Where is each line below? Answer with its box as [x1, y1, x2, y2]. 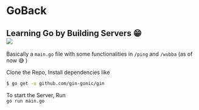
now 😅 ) [6, 57, 28, 64]
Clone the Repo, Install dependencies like [6, 68, 110, 76]
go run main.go [6, 98, 45, 104]
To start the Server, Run [6, 91, 66, 98]
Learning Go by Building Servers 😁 [6, 28, 142, 38]
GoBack [6, 4, 47, 18]
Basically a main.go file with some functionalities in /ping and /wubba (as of [6, 50, 193, 57]
